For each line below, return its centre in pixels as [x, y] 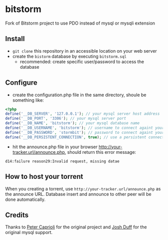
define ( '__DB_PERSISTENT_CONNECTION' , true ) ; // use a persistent [76, 137]
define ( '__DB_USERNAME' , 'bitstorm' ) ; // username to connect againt [79, 128]
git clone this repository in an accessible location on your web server [85, 51]
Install [15, 39]
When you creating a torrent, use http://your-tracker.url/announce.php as [83, 188]
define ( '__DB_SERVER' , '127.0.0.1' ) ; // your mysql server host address [82, 114]
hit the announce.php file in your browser [55, 147]
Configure [21, 83]
